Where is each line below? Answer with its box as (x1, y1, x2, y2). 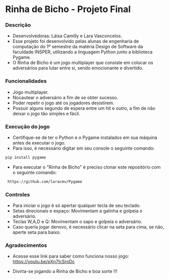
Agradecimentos (5, 242, 47, 249)
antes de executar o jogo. (12, 140, 66, 146)
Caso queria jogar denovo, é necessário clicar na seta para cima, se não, (12, 224, 164, 230)
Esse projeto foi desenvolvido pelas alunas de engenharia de (12, 38, 139, 44)
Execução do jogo (5, 123, 50, 130)
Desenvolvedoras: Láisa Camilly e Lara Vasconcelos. (12, 33, 123, 39)
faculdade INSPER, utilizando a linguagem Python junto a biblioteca (12, 49, 153, 55)
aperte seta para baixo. (12, 229, 61, 235)
